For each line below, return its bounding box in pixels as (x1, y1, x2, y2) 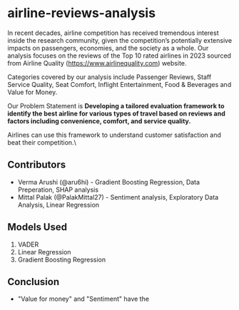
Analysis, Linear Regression (17, 200, 100, 209)
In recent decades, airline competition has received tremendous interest (7, 29, 219, 37)
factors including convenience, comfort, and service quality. (7, 116, 191, 125)
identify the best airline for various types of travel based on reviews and (7, 109, 226, 118)
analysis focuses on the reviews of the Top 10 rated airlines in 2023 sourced (7, 51, 232, 60)
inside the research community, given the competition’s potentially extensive (7, 36, 233, 44)
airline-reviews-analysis (7, 5, 156, 21)
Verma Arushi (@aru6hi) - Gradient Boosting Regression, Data (17, 177, 200, 186)
